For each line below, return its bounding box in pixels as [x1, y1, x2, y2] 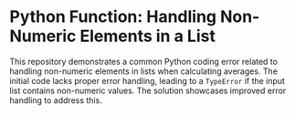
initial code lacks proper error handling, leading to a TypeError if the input [9, 75, 286, 86]
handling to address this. [9, 94, 102, 106]
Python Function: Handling [9, 6, 217, 27]
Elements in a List [79, 26, 216, 47]
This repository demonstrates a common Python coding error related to [9, 56, 279, 67]
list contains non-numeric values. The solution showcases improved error [9, 85, 287, 96]
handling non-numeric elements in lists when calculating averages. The [9, 66, 279, 77]
